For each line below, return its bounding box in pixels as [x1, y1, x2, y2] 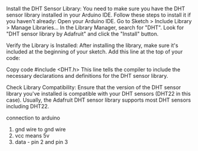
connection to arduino [6, 114, 61, 121]
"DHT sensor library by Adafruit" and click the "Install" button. [6, 30, 159, 37]
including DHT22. [6, 103, 49, 109]
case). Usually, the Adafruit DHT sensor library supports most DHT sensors [6, 96, 191, 103]
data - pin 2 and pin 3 [14, 139, 69, 145]
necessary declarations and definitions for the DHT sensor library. [6, 73, 169, 79]
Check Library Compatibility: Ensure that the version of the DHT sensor [6, 84, 181, 91]
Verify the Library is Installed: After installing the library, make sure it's [6, 42, 179, 49]
